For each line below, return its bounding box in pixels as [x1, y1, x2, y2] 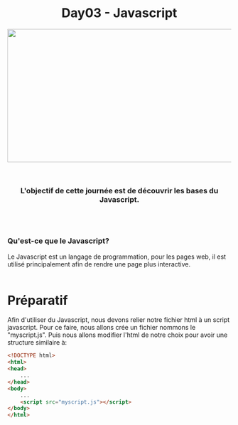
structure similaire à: [7, 338, 67, 347]
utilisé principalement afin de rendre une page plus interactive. [7, 259, 191, 268]
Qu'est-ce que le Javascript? [7, 236, 110, 246]
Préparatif [7, 292, 68, 308]
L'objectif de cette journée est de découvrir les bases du [20, 185, 219, 195]
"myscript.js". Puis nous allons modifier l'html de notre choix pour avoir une [7, 330, 228, 339]
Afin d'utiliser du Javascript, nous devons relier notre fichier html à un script [7, 316, 230, 324]
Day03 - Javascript [61, 5, 178, 21]
